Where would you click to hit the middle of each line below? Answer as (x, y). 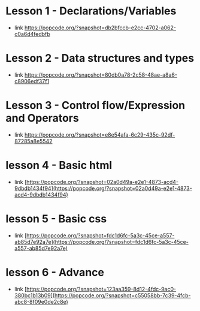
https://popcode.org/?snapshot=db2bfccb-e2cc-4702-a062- (100, 28)
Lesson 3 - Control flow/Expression (96, 105)
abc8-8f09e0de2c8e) (41, 301)
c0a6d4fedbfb (32, 34)
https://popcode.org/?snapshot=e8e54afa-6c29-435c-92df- (100, 135)
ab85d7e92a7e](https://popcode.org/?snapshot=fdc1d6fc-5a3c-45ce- (101, 241)
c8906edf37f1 (32, 81)
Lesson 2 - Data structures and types (100, 58)
